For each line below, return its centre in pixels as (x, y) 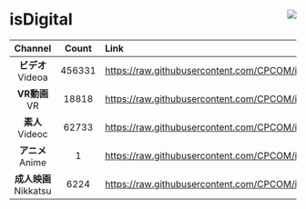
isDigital (41, 20)
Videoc (33, 134)
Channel (33, 48)
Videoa (33, 77)
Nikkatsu (33, 191)
